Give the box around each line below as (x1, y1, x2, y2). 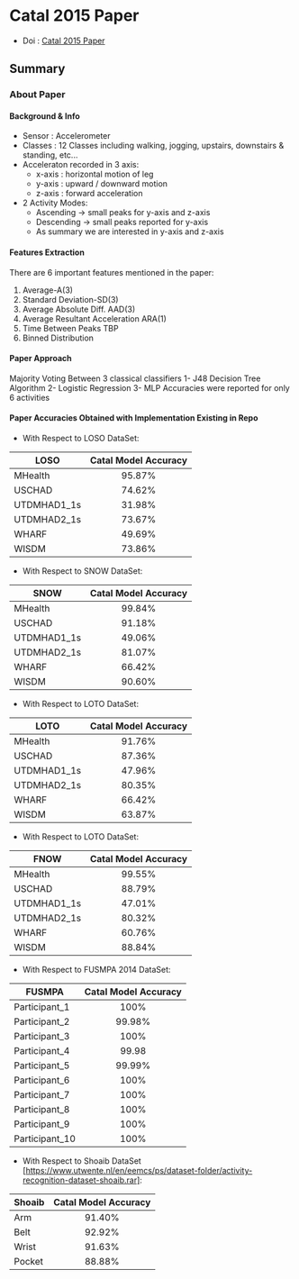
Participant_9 (14, 1118, 70, 1130)
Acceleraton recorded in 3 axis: (22, 159, 140, 170)
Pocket (14, 1256, 43, 1268)
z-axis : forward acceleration (35, 188, 143, 199)
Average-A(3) (22, 285, 74, 295)
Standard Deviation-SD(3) (22, 294, 119, 304)
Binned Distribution (22, 332, 95, 343)
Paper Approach (9, 353, 72, 364)
